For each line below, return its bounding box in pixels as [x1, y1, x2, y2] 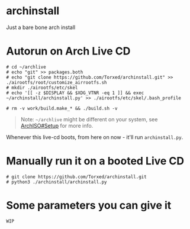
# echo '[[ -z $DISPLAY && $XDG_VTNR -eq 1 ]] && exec [6, 90, 144, 96]
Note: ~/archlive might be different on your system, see [20, 115, 158, 122]
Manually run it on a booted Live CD [6, 154, 185, 168]
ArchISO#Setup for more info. [20, 122, 94, 129]
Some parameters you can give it [6, 199, 172, 212]
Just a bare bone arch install [6, 24, 76, 31]
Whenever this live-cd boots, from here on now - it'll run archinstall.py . [6, 133, 183, 140]
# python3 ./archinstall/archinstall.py [6, 179, 108, 185]
